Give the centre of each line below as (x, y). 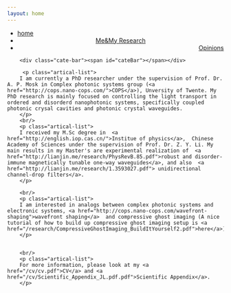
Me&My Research (120, 40)
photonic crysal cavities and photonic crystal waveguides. (95, 108)
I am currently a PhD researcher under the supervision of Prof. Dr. (121, 78)
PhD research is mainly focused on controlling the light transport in (112, 96)
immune (16, 162)
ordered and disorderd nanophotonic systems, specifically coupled (106, 102)
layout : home (26, 13)
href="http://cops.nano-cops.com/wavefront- (143, 210)
